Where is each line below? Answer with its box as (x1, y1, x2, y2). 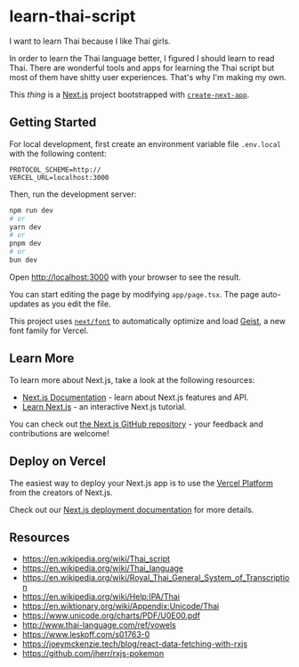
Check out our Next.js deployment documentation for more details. (9, 504, 255, 515)
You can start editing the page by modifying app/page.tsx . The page (9, 289, 260, 299)
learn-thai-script (9, 6, 136, 27)
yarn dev (9, 223, 42, 232)
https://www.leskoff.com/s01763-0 (21, 630, 150, 640)
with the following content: (9, 148, 107, 159)
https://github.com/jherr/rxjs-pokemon (21, 648, 165, 659)
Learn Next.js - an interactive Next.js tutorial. (21, 401, 187, 411)
